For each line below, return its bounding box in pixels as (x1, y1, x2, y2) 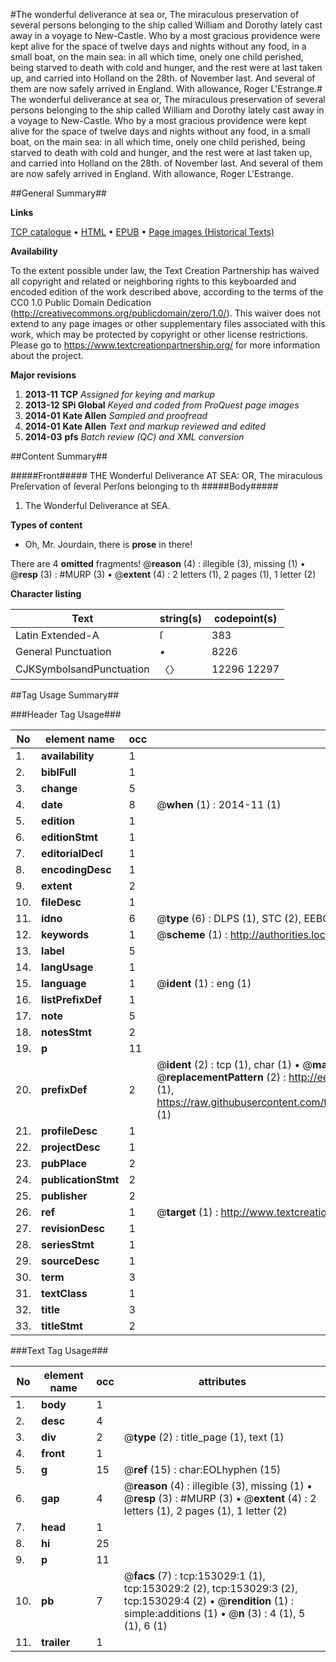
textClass (41, 1287, 88, 1300)
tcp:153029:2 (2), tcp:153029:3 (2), (123, 1582, 298, 1595)
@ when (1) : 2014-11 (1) (156, 798, 282, 811)
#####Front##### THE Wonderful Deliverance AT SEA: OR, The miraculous (10, 470, 323, 481)
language (41, 977, 87, 990)
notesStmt (41, 1025, 92, 1039)
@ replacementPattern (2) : (156, 1070, 287, 1084)
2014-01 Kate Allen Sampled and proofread (24, 410, 208, 421)
